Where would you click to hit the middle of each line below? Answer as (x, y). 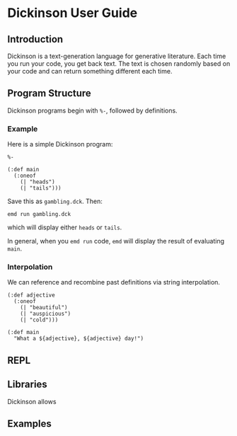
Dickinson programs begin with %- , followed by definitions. (93, 110)
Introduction (35, 39)
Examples (29, 424)
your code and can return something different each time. (90, 71)
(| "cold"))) (39, 320)
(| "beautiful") (44, 308)
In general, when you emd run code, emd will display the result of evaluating (116, 241)
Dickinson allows (32, 401)
